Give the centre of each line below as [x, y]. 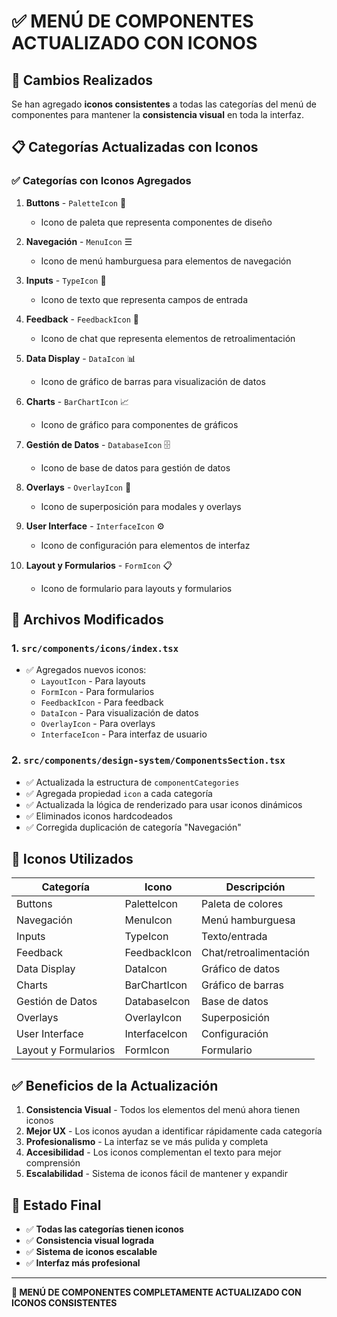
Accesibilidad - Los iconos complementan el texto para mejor [153, 1152]
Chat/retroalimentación [255, 953]
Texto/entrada [234, 937]
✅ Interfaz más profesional [83, 1263]
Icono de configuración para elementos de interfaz [145, 545]
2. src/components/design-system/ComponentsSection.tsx [148, 760]
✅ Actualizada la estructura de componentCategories [132, 782]
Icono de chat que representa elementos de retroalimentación [168, 338]
